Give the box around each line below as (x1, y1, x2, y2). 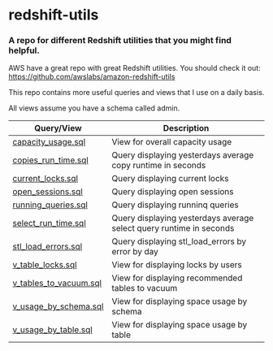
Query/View (34, 123, 83, 134)
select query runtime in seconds (111, 223, 235, 234)
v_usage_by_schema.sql (12, 301, 104, 312)
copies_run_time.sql (12, 154, 89, 166)
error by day (111, 246, 158, 258)
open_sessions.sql (12, 186, 83, 197)
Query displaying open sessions (111, 186, 234, 197)
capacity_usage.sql (12, 136, 86, 148)
